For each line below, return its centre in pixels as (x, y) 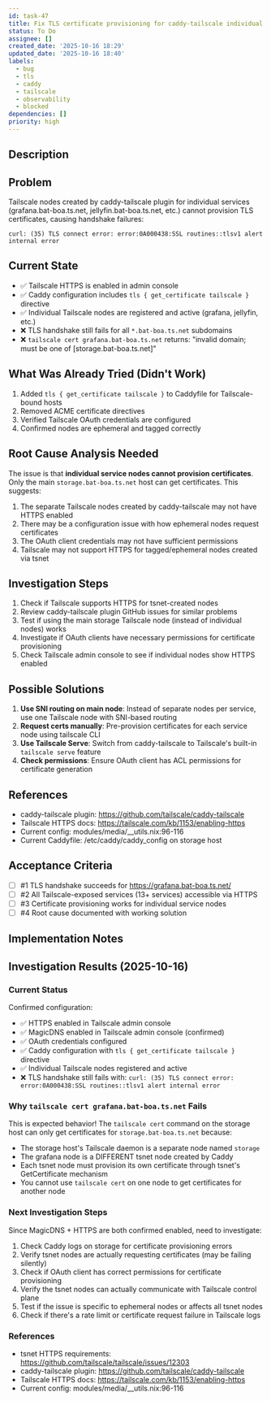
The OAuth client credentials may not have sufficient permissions (129, 540)
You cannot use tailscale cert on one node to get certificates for (131, 1182)
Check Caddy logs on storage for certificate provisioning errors (126, 1246)
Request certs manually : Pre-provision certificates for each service (133, 726)
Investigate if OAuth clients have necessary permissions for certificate (138, 638)
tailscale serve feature (60, 752)
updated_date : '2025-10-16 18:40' (67, 54)
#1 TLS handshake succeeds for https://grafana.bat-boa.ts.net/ (125, 885)
